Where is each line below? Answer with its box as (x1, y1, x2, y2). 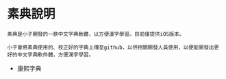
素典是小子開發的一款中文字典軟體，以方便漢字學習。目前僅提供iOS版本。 (7, 30, 185, 38)
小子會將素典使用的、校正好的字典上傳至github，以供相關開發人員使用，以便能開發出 (7, 44, 214, 51)
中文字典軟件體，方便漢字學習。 (16, 51, 95, 58)
